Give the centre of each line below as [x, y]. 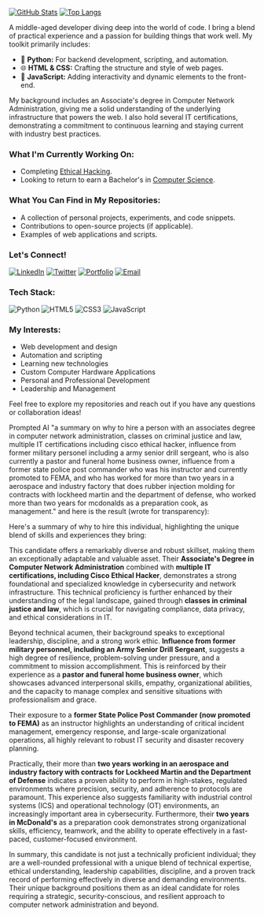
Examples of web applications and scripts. [89, 234]
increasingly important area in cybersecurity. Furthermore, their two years [129, 814]
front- [237, 76]
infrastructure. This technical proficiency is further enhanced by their [121, 592]
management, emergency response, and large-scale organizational [117, 732]
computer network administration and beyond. [84, 905]
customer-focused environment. [86, 839]
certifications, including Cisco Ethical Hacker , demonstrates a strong [123, 576]
